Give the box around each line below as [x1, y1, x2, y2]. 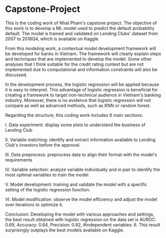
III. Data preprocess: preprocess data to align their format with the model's [5, 152, 157, 158]
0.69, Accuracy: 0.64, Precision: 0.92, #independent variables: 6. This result [5, 222, 161, 228]
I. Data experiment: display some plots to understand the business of [5, 122, 146, 128]
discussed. [5, 72, 28, 78]
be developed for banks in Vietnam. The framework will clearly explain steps [5, 51, 162, 57]
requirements [5, 157, 33, 162]
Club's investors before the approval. [5, 142, 81, 148]
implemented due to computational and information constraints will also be [5, 66, 158, 73]
